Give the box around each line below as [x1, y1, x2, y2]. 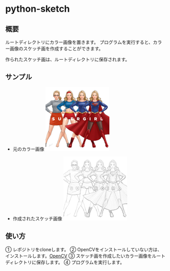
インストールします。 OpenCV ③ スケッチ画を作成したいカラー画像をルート [5, 253, 166, 259]
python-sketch [5, 3, 70, 15]
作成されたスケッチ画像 [12, 215, 62, 221]
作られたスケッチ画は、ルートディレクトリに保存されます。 [5, 57, 130, 62]
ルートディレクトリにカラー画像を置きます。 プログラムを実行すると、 [5, 39, 153, 45]
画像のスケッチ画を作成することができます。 [9, 45, 104, 52]
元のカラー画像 [12, 146, 44, 152]
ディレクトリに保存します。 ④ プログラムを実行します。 [5, 259, 125, 265]
